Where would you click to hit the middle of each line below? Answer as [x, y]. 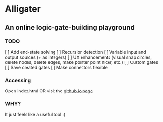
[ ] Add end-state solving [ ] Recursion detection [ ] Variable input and [76, 52]
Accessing [18, 80]
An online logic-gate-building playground [70, 27]
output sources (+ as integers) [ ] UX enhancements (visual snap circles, [79, 57]
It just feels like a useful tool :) [35, 115]
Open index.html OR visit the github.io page [49, 91]
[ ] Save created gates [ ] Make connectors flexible [56, 67]
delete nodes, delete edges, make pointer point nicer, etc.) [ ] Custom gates [81, 62]
